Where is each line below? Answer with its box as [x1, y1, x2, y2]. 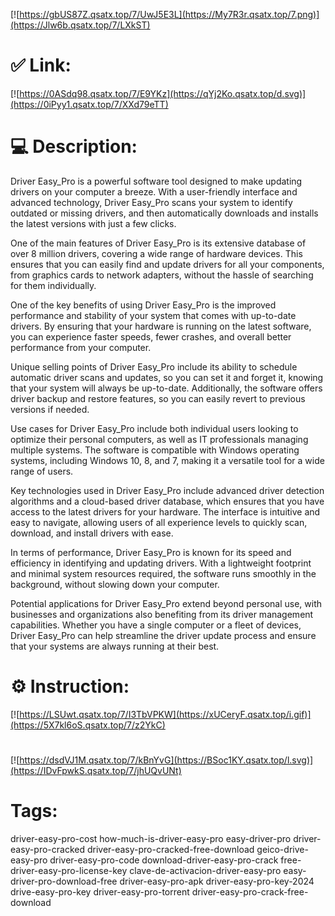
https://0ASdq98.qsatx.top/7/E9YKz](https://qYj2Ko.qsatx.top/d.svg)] [19, 87, 307, 99]
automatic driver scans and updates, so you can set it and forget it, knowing [10, 371, 324, 383]
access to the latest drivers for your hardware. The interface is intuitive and [10, 505, 321, 518]
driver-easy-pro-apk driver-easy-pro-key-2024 [119, 875, 315, 887]
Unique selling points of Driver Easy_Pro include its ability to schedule [10, 360, 298, 373]
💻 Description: [10, 135, 138, 158]
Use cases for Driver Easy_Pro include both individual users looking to [10, 422, 299, 434]
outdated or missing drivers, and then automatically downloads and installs [10, 207, 319, 219]
